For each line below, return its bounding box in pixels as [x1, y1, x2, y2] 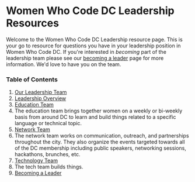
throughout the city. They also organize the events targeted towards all [14, 139, 185, 146]
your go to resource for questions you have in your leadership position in [6, 42, 181, 49]
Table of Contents [6, 75, 58, 83]
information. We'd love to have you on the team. [6, 60, 121, 68]
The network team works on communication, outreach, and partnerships [14, 132, 189, 139]
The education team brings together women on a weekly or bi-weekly [14, 107, 183, 115]
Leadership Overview [14, 95, 67, 102]
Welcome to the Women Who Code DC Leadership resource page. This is [6, 36, 183, 43]
